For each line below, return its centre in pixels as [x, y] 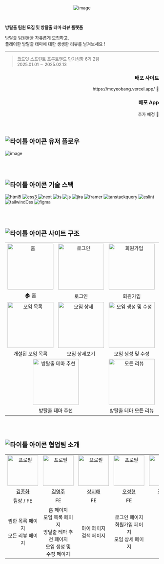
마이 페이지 [94, 528]
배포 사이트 [147, 78]
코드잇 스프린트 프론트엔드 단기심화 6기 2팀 [58, 59]
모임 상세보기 [81, 354]
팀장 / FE [23, 500]
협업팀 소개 [64, 445]
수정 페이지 [58, 554]
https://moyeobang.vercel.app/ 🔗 [126, 89]
